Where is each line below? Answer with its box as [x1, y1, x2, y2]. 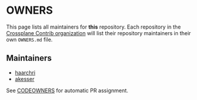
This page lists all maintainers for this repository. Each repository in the [6, 23, 182, 30]
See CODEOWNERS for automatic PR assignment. [6, 87, 129, 94]
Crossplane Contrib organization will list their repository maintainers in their [6, 29, 192, 36]
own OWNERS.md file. [6, 36, 53, 43]
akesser [14, 75, 35, 82]
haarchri [14, 69, 36, 76]
